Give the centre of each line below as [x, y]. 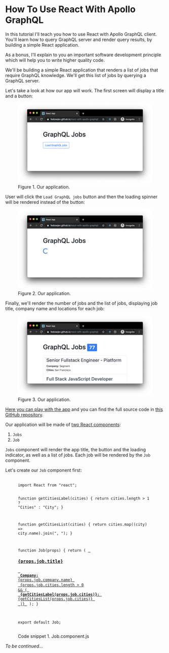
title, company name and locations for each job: [55, 308]
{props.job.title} [40, 561]
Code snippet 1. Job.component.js [54, 636]
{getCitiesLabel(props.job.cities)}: [60, 595]
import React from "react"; [48, 485]
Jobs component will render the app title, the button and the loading [76, 450]
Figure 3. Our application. [44, 400]
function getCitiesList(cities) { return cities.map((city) [83, 524]
